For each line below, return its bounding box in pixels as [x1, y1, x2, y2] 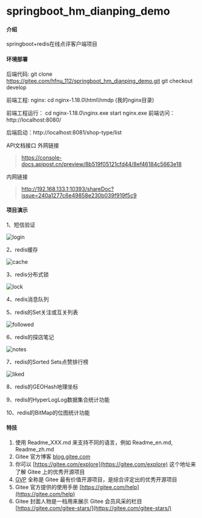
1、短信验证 [6, 221, 35, 228]
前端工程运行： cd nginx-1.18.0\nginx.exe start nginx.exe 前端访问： [6, 109, 175, 117]
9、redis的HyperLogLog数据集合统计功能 [6, 396, 110, 403]
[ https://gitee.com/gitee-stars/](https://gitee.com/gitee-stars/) [15, 505, 172, 511]
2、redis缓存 [6, 246, 38, 253]
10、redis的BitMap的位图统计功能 [6, 409, 90, 416]
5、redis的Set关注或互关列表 [6, 308, 78, 316]
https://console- [21, 154, 62, 161]
